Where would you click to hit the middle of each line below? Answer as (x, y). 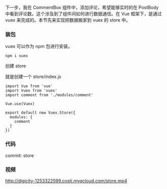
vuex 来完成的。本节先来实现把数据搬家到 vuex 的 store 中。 (68, 20)
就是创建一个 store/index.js (33, 77)
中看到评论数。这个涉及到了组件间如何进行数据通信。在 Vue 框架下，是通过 (83, 14)
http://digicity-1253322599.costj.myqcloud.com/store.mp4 (66, 180)
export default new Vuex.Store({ (40, 113)
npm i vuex (17, 56)
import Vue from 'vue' (29, 86)
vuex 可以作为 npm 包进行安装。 (39, 46)
